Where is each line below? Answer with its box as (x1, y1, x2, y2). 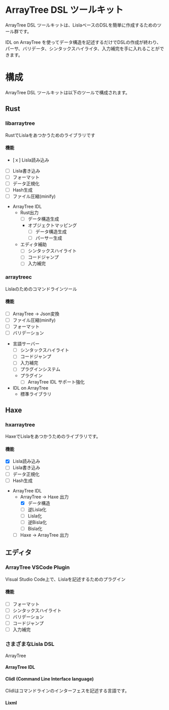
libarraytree (5, 120, 36, 127)
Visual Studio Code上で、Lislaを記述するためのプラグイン (5, 576, 126, 582)
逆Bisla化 (27, 519, 47, 525)
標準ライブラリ (20, 391, 52, 397)
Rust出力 (20, 209, 39, 216)
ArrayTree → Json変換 (12, 311, 60, 317)
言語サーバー (12, 341, 40, 347)
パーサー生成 (35, 235, 62, 241)
